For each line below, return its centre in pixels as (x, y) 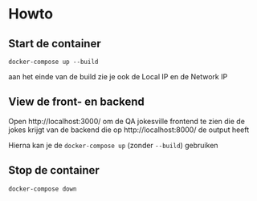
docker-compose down (43, 189)
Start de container (55, 44)
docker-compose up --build (53, 62)
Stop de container (54, 170)
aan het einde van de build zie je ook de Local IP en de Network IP (118, 76)
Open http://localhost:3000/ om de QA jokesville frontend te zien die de (126, 121)
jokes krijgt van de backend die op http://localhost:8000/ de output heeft (129, 130)
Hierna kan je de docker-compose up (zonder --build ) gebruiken (113, 145)
